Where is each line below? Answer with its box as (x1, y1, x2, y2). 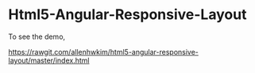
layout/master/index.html (8, 56, 90, 65)
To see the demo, (8, 32, 66, 41)
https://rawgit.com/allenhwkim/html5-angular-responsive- (8, 47, 199, 56)
